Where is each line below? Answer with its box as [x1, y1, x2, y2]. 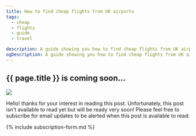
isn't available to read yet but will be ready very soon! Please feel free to [6, 106, 180, 113]
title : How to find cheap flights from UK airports [6, 8, 134, 15]
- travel [11, 36, 33, 41]
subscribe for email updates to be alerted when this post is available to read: [6, 112, 190, 119]
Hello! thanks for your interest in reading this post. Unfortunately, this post [6, 100, 184, 107]
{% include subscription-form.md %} [6, 123, 95, 130]
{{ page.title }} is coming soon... [6, 74, 126, 83]
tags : [6, 14, 19, 20]
